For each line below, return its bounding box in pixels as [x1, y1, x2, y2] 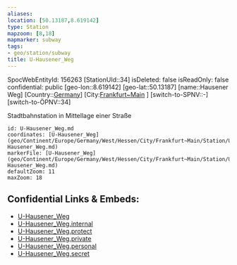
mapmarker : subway [7, 37, 61, 44]
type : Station [7, 23, 49, 30]
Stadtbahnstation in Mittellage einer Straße [7, 111, 132, 119]
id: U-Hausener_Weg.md [7, 124, 74, 132]
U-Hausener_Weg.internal [17, 219, 93, 228]
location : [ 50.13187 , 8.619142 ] [7, 17, 99, 24]
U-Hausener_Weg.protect [17, 226, 92, 235]
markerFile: [7, 149, 42, 157]
